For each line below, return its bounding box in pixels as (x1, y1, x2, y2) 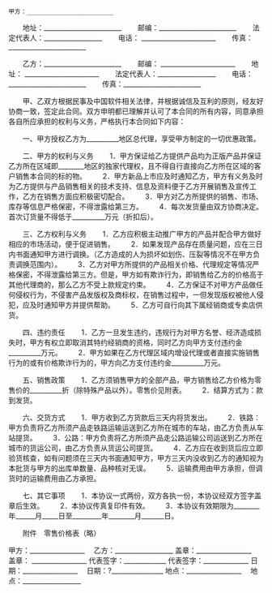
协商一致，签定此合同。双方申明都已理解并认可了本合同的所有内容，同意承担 (8, 106, 264, 116)
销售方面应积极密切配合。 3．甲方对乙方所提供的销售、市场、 (43, 191, 263, 201)
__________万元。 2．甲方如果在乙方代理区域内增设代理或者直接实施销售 (8, 348, 261, 357)
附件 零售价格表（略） (22, 528, 101, 538)
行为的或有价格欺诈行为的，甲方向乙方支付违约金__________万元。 (8, 358, 225, 367)
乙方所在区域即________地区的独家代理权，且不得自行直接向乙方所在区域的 (8, 161, 255, 170)
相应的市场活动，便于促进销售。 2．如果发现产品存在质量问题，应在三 (8, 239, 257, 249)
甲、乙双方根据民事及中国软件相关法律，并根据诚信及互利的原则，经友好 (22, 97, 264, 105)
